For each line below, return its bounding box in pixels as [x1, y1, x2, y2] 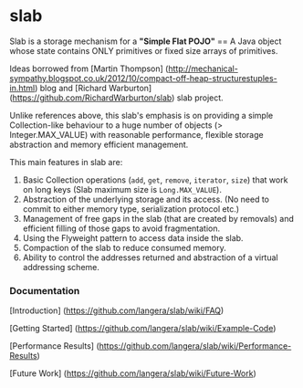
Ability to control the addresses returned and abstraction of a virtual [22, 252, 278, 263]
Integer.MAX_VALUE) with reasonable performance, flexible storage [9, 129, 264, 140]
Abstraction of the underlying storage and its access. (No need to [22, 194, 270, 204]
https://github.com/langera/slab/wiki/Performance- [99, 341, 292, 351]
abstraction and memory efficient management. [9, 139, 189, 150]
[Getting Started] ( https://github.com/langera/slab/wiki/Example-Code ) [9, 323, 277, 334]
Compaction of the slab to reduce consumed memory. [22, 242, 226, 253]
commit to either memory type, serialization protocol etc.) [22, 203, 240, 215]
